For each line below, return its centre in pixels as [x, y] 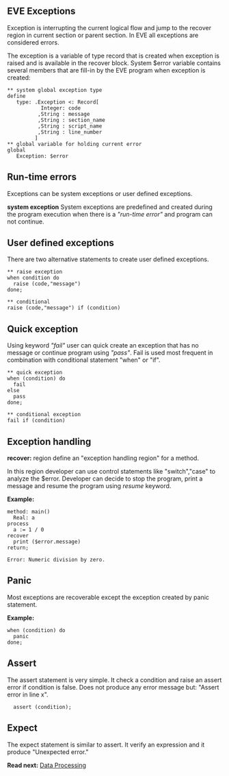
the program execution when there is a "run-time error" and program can [110, 214]
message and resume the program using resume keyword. [89, 486]
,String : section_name [71, 120]
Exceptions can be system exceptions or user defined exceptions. [100, 193]
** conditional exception [44, 415]
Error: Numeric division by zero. [56, 560]
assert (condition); [42, 707]
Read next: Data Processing [47, 765]
